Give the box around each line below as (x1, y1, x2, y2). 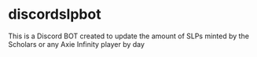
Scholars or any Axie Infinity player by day (8, 39, 145, 48)
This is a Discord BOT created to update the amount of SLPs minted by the (8, 31, 250, 41)
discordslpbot (8, 5, 101, 23)
